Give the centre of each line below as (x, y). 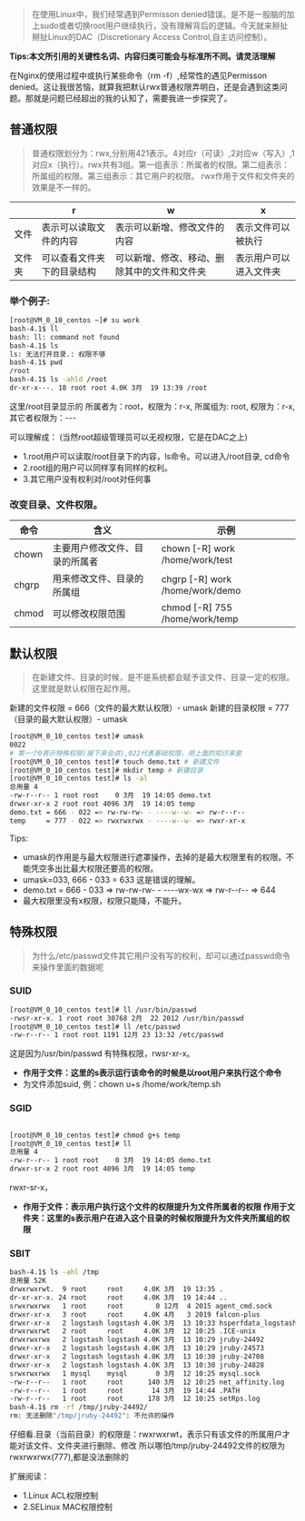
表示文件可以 (263, 227)
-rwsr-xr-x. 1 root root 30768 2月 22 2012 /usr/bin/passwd (127, 1018)
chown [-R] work (198, 548)
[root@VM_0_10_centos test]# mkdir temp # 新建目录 (107, 770)
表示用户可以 (263, 258)
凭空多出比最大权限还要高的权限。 (94, 868)
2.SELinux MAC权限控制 (68, 1507)
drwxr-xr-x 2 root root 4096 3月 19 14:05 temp (102, 804)
